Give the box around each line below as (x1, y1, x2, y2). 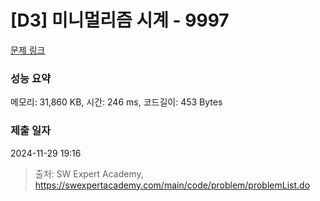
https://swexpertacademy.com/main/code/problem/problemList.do (34, 179, 311, 191)
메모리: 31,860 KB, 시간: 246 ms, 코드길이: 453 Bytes (10, 96, 223, 108)
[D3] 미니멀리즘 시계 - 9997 (10, 9, 230, 32)
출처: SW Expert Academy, (34, 167, 144, 180)
